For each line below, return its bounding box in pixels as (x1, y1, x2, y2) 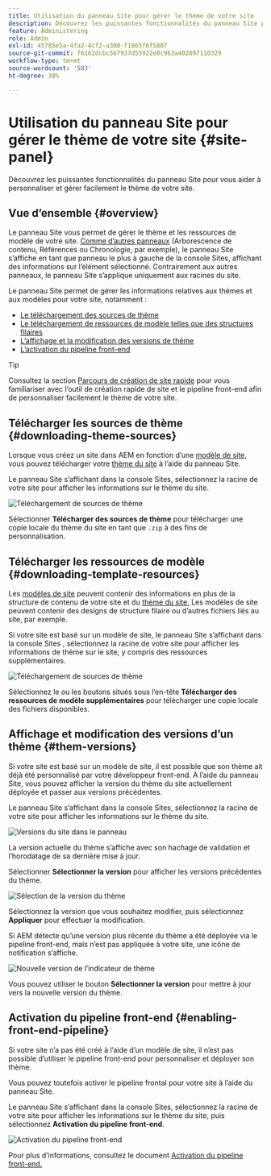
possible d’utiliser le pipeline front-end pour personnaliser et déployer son (8, 1053, 255, 1063)
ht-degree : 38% (8, 72, 60, 80)
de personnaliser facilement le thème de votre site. (8, 393, 177, 403)
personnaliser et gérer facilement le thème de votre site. (8, 183, 195, 193)
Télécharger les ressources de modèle (8, 555, 206, 568)
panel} (8, 148, 54, 166)
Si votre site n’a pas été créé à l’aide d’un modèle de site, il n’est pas (8, 1045, 234, 1054)
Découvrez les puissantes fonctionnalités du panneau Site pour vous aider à (8, 174, 261, 184)
